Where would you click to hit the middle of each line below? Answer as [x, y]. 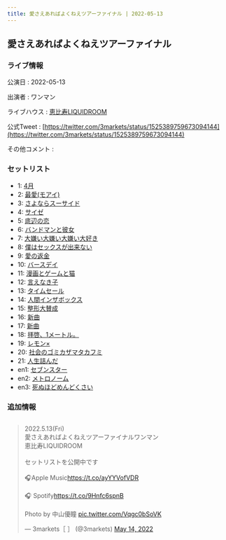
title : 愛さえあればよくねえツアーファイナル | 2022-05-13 [85, 14]
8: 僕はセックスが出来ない [55, 247]
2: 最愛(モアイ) [38, 194]
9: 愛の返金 [34, 256]
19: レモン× [34, 343]
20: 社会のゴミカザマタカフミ [60, 352]
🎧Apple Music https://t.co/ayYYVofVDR [82, 478]
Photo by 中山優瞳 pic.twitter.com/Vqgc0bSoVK [93, 514]
